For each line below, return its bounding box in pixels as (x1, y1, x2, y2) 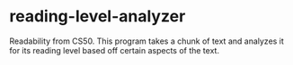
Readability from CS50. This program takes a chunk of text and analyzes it (9, 36, 285, 46)
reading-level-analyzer (9, 6, 186, 27)
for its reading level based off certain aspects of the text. (9, 45, 220, 55)
